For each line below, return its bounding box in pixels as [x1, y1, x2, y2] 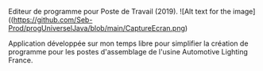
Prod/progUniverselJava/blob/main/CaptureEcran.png [8, 24, 185, 32]
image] [233, 7, 256, 16]
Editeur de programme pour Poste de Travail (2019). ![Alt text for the [8, 7, 232, 16]
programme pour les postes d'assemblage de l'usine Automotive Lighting [8, 47, 249, 56]
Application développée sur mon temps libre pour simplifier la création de [8, 39, 249, 48]
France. [8, 55, 33, 65]
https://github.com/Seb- [13, 15, 93, 24]
